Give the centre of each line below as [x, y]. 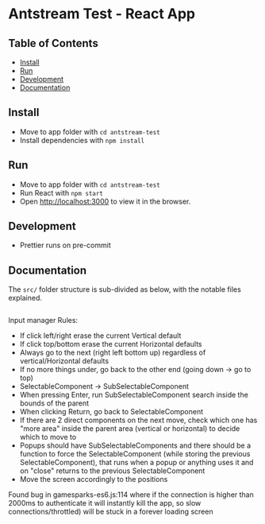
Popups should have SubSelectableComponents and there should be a [135, 445]
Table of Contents [54, 43]
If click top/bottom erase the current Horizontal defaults [111, 344]
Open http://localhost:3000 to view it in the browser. [105, 201]
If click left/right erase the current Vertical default [100, 336]
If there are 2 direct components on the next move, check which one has [138, 420]
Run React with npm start [61, 192]
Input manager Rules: [43, 320]
